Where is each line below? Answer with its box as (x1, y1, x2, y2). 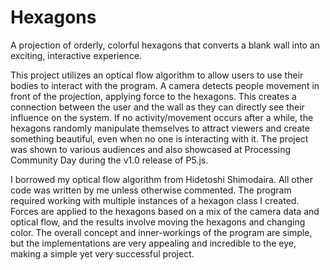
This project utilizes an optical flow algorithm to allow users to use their (10, 69, 304, 81)
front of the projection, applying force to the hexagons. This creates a (10, 90, 297, 102)
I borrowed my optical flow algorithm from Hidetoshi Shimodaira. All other (10, 173, 314, 185)
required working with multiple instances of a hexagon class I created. (10, 194, 300, 206)
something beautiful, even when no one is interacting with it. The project (10, 132, 309, 145)
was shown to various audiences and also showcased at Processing (10, 143, 292, 155)
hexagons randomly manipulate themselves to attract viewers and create (10, 122, 310, 134)
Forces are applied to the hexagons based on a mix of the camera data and (10, 205, 320, 217)
